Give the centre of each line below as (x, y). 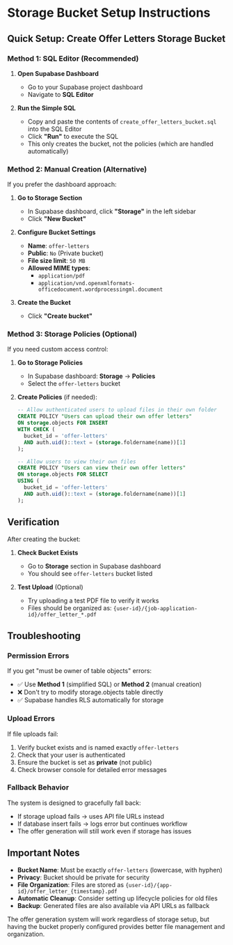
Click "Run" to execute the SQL (73, 136)
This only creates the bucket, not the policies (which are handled (120, 144)
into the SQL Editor (55, 129)
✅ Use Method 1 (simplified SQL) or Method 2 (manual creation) (110, 684)
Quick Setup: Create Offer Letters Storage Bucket (116, 39)
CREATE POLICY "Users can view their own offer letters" (102, 468)
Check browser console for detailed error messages (92, 769)
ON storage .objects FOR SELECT (63, 475)
